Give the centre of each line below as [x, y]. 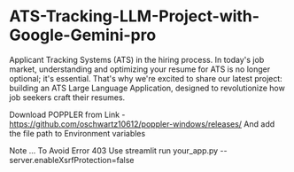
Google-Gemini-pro [83, 35]
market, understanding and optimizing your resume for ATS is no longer [140, 69]
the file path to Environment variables [77, 133]
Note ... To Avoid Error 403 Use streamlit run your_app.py [114, 150]
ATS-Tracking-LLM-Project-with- [134, 16]
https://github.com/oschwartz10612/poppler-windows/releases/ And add [142, 124]
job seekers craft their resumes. [67, 97]
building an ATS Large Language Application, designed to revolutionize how [147, 88]
